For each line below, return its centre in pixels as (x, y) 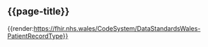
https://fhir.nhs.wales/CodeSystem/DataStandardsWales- (117, 28)
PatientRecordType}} (38, 36)
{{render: (21, 28)
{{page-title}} (39, 12)
